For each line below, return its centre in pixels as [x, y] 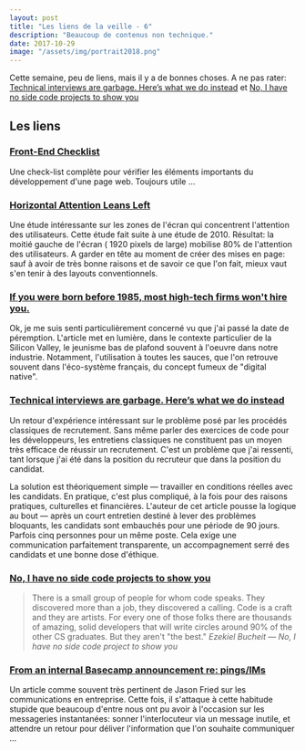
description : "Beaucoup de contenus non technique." [112, 35]
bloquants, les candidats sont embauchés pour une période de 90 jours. [145, 525]
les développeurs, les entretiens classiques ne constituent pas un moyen [146, 440]
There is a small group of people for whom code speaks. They [148, 598]
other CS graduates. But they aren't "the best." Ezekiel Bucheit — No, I [163, 636]
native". [24, 377]
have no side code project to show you [105, 646]
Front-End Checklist [55, 151]
